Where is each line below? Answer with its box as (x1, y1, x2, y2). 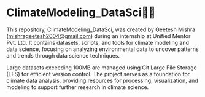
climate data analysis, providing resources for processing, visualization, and (6, 77, 198, 84)
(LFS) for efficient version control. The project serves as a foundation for (6, 70, 190, 77)
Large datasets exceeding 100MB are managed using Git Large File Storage (6, 64, 198, 71)
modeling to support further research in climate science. (6, 83, 149, 91)
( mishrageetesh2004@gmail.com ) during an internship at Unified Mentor (6, 32, 191, 39)
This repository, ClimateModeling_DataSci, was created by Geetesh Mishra (6, 26, 196, 33)
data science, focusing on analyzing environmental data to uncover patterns (6, 45, 199, 53)
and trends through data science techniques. (6, 52, 120, 59)
